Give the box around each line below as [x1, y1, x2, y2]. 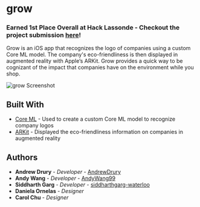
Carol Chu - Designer [15, 194, 69, 201]
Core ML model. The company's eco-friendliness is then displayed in [6, 51, 178, 59]
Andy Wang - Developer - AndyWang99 [15, 174, 116, 182]
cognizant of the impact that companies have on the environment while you [6, 64, 195, 71]
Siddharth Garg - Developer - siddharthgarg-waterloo [15, 181, 150, 188]
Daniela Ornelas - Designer [15, 188, 84, 195]
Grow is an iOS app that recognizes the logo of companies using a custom [6, 45, 191, 52]
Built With [6, 99, 44, 110]
